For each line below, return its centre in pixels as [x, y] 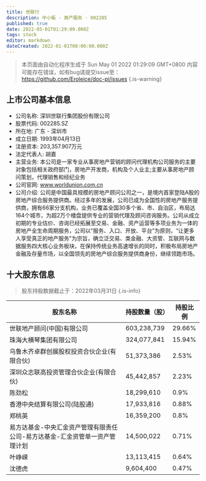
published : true [27, 23]
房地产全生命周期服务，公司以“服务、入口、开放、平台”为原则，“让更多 [105, 230]
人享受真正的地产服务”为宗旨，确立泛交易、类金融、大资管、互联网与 [102, 238]
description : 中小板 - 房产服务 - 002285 [57, 18]
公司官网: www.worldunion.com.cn [59, 184]
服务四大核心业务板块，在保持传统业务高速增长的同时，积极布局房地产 [109, 246]
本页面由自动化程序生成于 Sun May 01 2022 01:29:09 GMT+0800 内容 [109, 64]
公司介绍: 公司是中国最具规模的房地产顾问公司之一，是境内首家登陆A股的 [107, 192]
